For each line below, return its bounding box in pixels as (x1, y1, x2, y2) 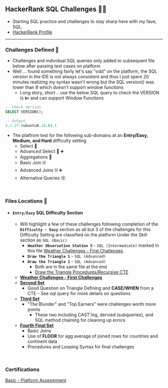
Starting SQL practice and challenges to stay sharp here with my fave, (12, 18, 157, 24)
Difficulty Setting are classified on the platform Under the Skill (19, 231, 147, 237)
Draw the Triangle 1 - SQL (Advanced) (27, 253, 106, 259)
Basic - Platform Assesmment (5, 377, 66, 383)
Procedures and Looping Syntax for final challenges (27, 343, 134, 349)
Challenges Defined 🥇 (5, 46, 59, 53)
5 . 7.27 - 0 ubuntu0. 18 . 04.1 (5, 123, 57, 128)
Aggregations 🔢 (19, 154, 52, 160)
